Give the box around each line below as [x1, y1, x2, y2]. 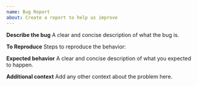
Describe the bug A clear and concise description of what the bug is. [6, 31, 179, 38]
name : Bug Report [6, 8, 50, 15]
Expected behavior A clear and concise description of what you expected [6, 55, 192, 62]
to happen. [6, 61, 33, 68]
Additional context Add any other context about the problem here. [6, 73, 173, 80]
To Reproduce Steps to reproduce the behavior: [6, 43, 126, 50]
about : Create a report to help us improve [6, 15, 118, 21]
